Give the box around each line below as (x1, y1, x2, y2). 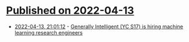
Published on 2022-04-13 (6, 4, 135, 17)
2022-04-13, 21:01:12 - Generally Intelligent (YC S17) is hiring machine (14, 23, 183, 30)
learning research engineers (14, 29, 83, 36)
